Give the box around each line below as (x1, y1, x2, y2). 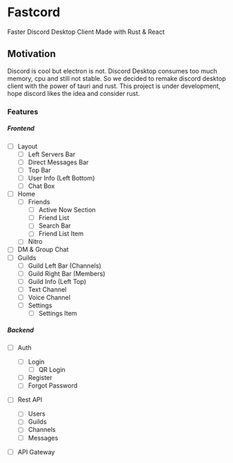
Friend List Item (38, 230, 84, 238)
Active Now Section (38, 206, 96, 214)
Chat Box (27, 181, 55, 190)
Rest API (17, 395, 43, 404)
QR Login (38, 366, 65, 374)
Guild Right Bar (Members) (27, 269, 106, 278)
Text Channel (27, 285, 67, 293)
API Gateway (17, 447, 55, 456)
